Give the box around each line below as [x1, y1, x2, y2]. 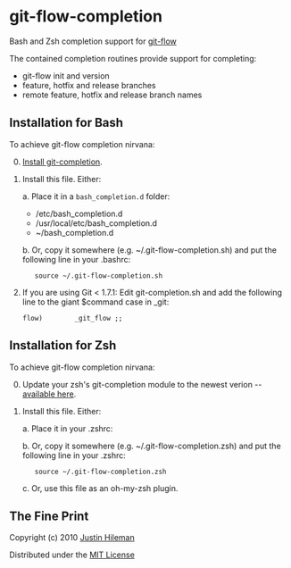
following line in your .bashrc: [21, 254, 131, 264]
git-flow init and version [21, 70, 110, 81]
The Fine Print [9, 508, 89, 523]
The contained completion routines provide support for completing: [9, 53, 257, 63]
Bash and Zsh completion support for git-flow [9, 36, 177, 46]
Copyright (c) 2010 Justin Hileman [9, 532, 136, 543]
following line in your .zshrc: [21, 449, 127, 461]
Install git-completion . [21, 156, 103, 167]
